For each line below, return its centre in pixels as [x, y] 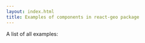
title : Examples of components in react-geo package [73, 17]
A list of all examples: [32, 34]
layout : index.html [30, 11]
